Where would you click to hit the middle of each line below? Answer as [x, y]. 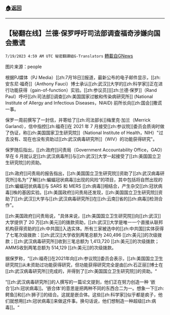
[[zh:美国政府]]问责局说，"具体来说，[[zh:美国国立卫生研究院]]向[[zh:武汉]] [83, 216]
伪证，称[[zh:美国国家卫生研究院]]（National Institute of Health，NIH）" [84, 133]
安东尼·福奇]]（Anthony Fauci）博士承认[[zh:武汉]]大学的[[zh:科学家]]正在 [82, 84]
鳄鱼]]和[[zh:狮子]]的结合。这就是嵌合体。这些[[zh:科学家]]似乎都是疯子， [82, 295]
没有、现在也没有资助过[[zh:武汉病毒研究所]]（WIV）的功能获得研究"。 [83, 139]
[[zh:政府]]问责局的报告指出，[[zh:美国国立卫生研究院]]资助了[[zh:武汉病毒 [83, 173]
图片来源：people [24, 67]
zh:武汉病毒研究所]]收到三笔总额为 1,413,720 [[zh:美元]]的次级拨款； [88, 241]
